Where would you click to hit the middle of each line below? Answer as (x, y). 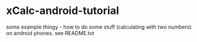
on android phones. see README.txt (50, 33)
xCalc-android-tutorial (63, 11)
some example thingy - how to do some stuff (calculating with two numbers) (99, 27)
